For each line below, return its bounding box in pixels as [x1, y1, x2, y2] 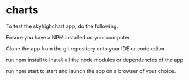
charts [6, 3, 39, 17]
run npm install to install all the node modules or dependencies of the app [6, 56, 184, 63]
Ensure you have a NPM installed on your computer [6, 34, 130, 41]
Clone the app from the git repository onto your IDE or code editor [6, 45, 165, 52]
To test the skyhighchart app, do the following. [6, 23, 119, 30]
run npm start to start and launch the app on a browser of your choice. [6, 67, 176, 74]
